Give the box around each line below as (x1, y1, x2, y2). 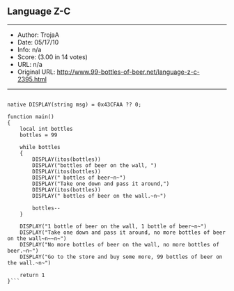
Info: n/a (17, 45, 42, 54)
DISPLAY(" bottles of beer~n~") (32, 174, 127, 181)
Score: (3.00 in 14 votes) (17, 52, 88, 61)
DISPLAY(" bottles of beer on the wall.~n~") (32, 192, 167, 199)
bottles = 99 (19, 132, 58, 139)
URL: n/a (17, 60, 43, 68)
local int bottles (19, 125, 73, 132)
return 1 (19, 272, 45, 278)
